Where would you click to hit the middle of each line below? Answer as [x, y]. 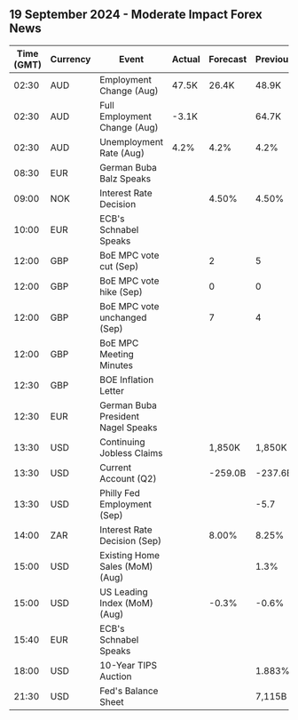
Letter [111, 390]
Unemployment [131, 141]
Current [115, 468]
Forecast [228, 59]
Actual [186, 59]
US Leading [123, 592]
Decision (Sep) [130, 540]
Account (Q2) [128, 478]
